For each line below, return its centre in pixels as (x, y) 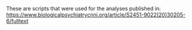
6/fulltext (17, 21)
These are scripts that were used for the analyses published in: (83, 9)
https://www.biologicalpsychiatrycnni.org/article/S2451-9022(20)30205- (96, 15)
